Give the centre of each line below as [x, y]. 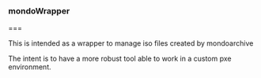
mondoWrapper [39, 11]
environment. [30, 67]
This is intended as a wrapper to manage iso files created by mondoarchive [131, 43]
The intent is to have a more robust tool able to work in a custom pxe [120, 59]
